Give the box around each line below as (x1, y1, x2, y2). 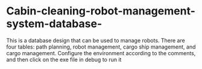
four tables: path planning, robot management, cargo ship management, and (6, 43, 196, 50)
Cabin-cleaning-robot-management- (6, 4, 196, 18)
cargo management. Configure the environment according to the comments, (6, 49, 196, 56)
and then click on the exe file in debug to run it (6, 56, 122, 63)
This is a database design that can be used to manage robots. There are (6, 37, 185, 44)
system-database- (6, 17, 103, 31)
